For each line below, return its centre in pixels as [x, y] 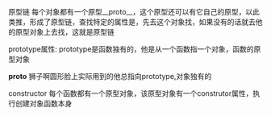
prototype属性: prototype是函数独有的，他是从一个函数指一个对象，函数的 [131, 49]
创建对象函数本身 [44, 104]
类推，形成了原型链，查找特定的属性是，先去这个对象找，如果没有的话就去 [132, 22]
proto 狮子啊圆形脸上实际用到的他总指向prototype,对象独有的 [110, 76]
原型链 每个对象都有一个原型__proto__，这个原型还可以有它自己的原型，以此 [134, 12]
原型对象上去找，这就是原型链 [65, 32]
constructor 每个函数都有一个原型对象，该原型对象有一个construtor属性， [131, 93]
